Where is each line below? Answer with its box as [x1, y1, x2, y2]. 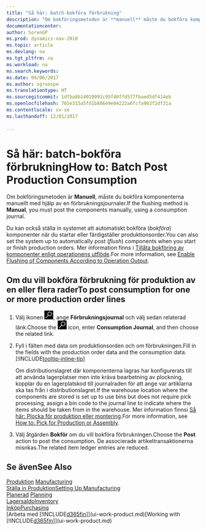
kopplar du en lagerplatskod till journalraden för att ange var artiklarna [15, 380, 193, 387]
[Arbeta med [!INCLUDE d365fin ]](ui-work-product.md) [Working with [6, 510, 181, 518]
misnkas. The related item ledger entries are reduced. [15, 444, 149, 452]
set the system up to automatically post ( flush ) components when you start [6, 238, 196, 245]
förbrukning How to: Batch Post [6, 160, 168, 174]
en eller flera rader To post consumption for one [6, 284, 191, 295]
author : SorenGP [6, 29, 48, 36]
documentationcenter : [6, 23, 62, 29]
